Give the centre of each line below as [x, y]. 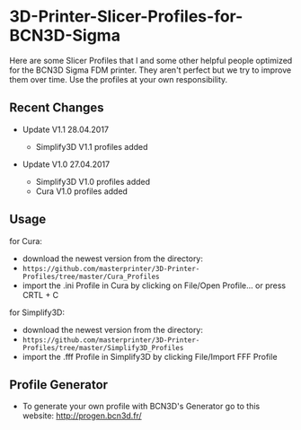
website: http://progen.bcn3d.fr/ [82, 416]
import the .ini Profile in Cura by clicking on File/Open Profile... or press [154, 285]
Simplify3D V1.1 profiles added [92, 146]
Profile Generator [59, 385]
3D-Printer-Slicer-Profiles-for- [126, 17]
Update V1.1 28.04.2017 [66, 129]
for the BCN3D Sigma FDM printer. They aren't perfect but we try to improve [150, 70]
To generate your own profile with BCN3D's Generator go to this [141, 407]
